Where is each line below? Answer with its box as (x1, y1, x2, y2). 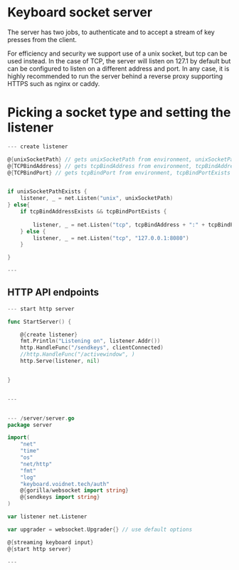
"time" (20, 448, 40, 455)
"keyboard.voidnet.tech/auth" (20, 480, 110, 487)
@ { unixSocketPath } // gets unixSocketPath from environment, (7, 156, 193, 163)
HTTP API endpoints (7, 286, 100, 299)
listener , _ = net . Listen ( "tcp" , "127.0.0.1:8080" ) (33, 234, 190, 242)
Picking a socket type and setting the (7, 105, 231, 121)
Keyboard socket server (7, 4, 153, 21)
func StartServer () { (7, 318, 72, 325)
